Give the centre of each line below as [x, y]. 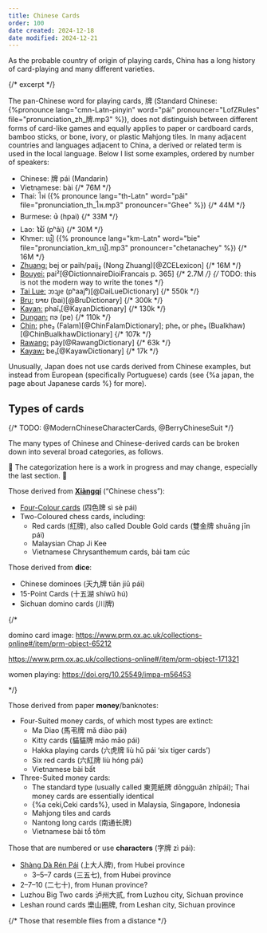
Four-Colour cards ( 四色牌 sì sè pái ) [79, 508]
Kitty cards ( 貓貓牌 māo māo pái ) [86, 740]
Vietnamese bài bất [63, 770]
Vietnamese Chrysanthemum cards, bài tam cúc [111, 552]
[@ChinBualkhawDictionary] [66, 334]
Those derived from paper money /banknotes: [84, 706]
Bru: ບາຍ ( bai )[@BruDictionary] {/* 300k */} [91, 301]
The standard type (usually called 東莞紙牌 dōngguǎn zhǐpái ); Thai [140, 787]
